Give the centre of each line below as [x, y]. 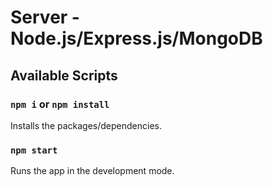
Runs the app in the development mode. [92, 171]
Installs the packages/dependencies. [86, 125]
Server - [45, 17]
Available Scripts [64, 75]
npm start [34, 150]
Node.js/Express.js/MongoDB [136, 38]
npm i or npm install [60, 104]
